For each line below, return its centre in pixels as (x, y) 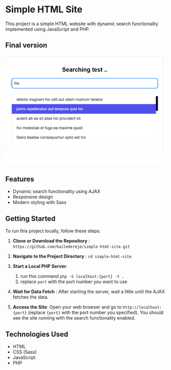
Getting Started (30, 219)
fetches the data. (30, 297)
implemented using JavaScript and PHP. (48, 29)
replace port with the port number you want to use (74, 282)
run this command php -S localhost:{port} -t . (72, 276)
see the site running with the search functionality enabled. (74, 318)
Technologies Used (37, 334)
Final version (26, 45)
